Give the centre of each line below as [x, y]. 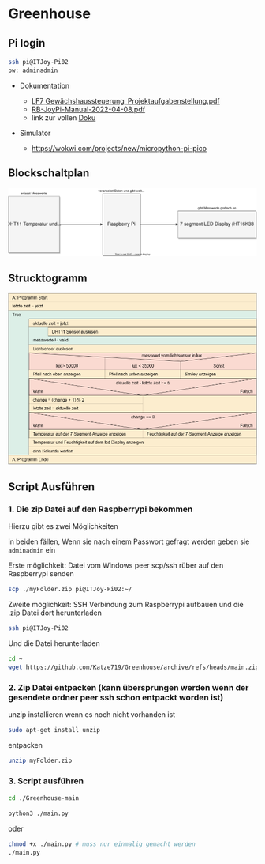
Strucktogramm [48, 279]
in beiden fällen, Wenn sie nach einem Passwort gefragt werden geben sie [129, 541]
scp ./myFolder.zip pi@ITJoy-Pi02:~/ [70, 590]
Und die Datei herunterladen [54, 643]
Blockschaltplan [49, 174]
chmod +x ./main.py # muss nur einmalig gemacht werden [102, 844]
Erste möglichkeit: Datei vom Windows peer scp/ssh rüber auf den [116, 565]
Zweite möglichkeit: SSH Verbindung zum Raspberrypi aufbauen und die [126, 605]
